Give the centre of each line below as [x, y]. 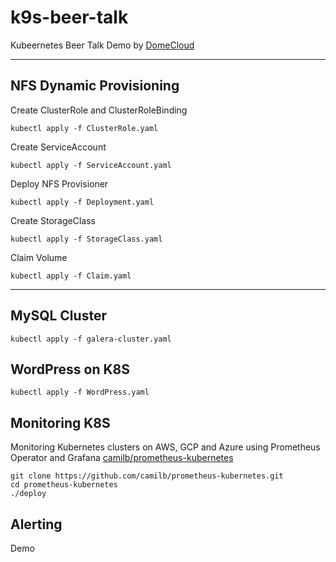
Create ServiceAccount [58, 147]
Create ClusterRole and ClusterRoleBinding [99, 110]
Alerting [36, 524]
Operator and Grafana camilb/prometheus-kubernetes [122, 458]
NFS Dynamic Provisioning [95, 86]
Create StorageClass [53, 220]
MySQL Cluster [58, 316]
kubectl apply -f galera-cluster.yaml [91, 339]
